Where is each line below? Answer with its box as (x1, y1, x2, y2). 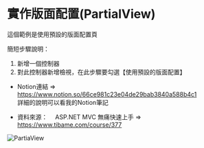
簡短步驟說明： (7, 45, 49, 53)
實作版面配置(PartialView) (7, 6, 156, 22)
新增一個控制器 (16, 59, 60, 67)
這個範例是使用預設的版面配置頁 (7, 30, 98, 38)
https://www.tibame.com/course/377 (16, 121, 122, 129)
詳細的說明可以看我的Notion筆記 (16, 98, 109, 106)
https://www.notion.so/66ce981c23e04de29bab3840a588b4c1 (16, 90, 197, 98)
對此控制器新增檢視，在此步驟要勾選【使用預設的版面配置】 (16, 68, 186, 76)
